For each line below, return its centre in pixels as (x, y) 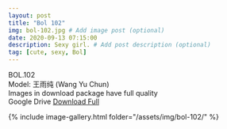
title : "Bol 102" (37, 23)
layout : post (30, 15)
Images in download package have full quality (83, 93)
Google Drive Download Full (54, 101)
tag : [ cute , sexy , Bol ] (48, 52)
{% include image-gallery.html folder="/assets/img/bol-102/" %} (114, 117)
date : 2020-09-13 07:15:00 (53, 38)
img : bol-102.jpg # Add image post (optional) (87, 30)
